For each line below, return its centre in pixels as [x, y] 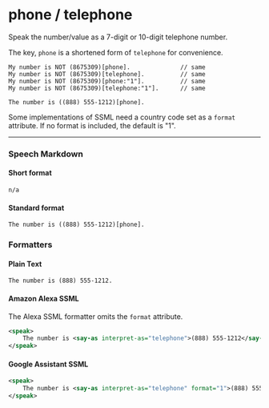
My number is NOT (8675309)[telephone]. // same [107, 74]
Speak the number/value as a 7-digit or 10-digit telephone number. [118, 37]
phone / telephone [70, 15]
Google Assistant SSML [48, 364]
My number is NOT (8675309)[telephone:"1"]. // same [107, 88]
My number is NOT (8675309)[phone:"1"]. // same [107, 81]
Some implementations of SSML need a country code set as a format [122, 117]
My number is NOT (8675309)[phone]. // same [107, 67]
